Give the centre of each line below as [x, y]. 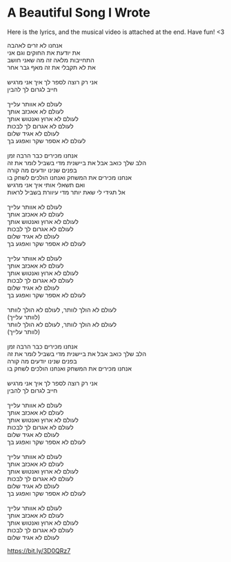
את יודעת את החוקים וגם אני [44, 53]
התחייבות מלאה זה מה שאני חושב [51, 59]
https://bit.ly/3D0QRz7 [39, 550]
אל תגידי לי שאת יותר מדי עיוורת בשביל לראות [66, 192]
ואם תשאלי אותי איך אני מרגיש [46, 185]
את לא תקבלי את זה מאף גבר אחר [52, 67]
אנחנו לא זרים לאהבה [35, 45]
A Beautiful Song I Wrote [79, 13]
